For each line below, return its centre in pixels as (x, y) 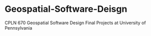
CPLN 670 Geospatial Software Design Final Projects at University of (75, 23)
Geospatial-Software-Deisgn (66, 9)
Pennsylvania (18, 28)
